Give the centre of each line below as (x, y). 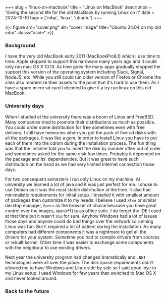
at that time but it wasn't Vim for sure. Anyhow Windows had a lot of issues (81, 216)
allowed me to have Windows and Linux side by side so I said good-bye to (81, 268)
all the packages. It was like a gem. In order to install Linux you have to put (81, 138)
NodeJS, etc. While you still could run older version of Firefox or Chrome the (83, 77)
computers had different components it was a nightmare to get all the (76, 232)
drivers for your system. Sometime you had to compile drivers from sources (83, 237)
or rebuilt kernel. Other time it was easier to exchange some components (80, 242)
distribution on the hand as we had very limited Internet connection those (80, 164)
